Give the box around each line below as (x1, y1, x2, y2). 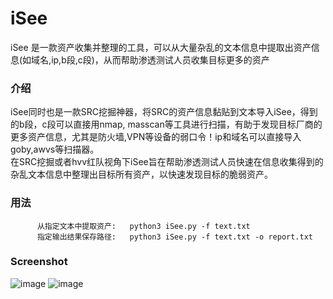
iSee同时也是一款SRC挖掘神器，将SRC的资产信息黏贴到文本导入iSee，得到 (10, 106, 318, 118)
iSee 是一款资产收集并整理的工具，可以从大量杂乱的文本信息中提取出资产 (10, 41, 312, 53)
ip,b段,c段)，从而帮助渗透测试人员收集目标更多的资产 (51, 53, 270, 66)
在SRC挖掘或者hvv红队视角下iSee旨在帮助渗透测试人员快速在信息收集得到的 (10, 156, 324, 168)
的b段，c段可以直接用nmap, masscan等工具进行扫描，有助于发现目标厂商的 (10, 118, 323, 131)
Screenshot (10, 255, 68, 269)
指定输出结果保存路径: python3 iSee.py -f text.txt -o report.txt (36, 232, 314, 242)
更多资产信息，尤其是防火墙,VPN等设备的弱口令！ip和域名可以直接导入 (10, 131, 302, 143)
